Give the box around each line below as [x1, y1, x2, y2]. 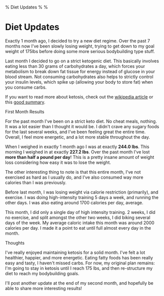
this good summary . [5, 99, 46, 105]
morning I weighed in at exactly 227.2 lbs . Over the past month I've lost [5, 148, 150, 155]
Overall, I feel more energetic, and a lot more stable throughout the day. [5, 134, 150, 140]
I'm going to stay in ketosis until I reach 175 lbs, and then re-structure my [5, 265, 153, 271]
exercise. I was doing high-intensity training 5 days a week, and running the [5, 194, 159, 200]
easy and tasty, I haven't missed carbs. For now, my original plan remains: [5, 260, 155, 266]
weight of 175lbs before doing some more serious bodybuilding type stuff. [5, 48, 155, 54]
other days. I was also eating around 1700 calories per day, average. [5, 199, 144, 205]
